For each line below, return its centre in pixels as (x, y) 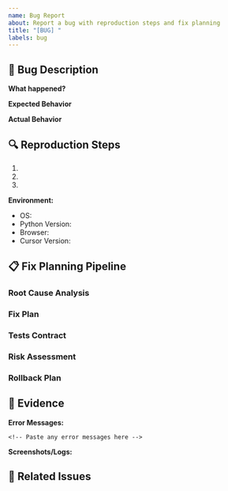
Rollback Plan (35, 378)
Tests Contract (37, 335)
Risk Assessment (42, 357)
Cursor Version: (45, 240)
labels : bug (28, 38)
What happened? (37, 89)
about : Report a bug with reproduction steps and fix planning (114, 23)
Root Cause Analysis (49, 293)
